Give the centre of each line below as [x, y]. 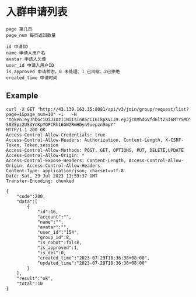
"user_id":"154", [58, 232]
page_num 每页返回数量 [31, 35]
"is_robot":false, [60, 243]
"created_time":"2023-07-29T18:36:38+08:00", [93, 258]
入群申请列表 [37, 12]
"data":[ [27, 202]
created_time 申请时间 [32, 78]
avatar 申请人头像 [26, 59]
